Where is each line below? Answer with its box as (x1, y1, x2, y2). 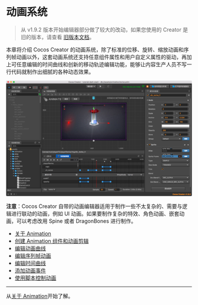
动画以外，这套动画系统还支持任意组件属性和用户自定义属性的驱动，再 (16, 53, 187, 60)
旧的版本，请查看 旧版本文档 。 (20, 33, 95, 40)
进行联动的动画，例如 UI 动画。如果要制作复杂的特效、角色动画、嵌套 (11, 210, 180, 218)
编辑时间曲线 (14, 259, 46, 267)
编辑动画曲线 (14, 245, 46, 252)
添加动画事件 (14, 267, 46, 274)
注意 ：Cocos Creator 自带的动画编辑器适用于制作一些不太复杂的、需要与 (6, 203, 183, 210)
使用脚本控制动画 (14, 274, 57, 281)
